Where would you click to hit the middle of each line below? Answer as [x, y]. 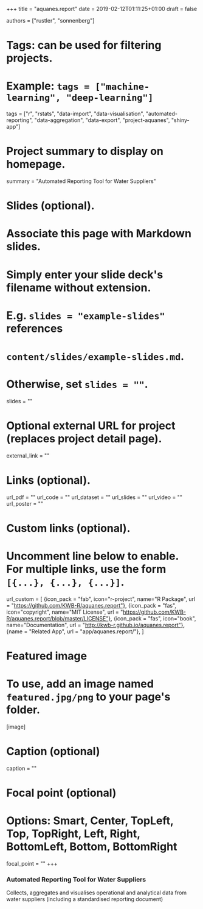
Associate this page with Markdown [99, 234]
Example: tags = [48, 86]
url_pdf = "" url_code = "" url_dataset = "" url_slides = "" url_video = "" [94, 497]
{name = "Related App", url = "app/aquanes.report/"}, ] [75, 631]
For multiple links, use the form [86, 569]
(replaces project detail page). [84, 439]
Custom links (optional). [68, 528]
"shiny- [180, 120]
